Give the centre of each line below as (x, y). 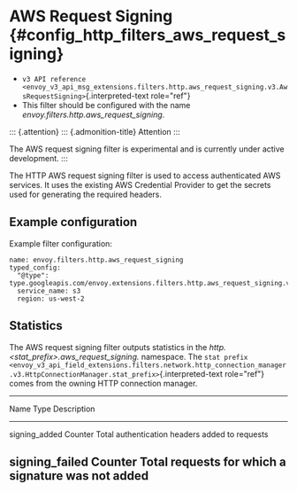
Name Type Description (52, 409)
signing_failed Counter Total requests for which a (148, 461)
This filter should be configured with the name (106, 105)
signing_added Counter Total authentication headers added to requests (139, 434)
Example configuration (73, 222)
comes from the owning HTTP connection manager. (103, 383)
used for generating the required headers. (85, 194)
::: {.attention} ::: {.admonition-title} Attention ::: (95, 131)
